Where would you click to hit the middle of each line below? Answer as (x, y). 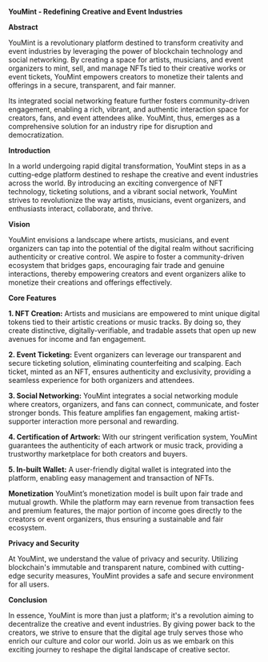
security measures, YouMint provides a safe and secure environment (140, 576)
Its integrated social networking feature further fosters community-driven (129, 101)
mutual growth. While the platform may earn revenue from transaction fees (131, 502)
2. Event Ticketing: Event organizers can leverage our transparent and (125, 355)
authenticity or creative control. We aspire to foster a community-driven (126, 257)
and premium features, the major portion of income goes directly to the (125, 510)
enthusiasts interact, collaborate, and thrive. (81, 209)
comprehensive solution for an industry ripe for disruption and (111, 126)
